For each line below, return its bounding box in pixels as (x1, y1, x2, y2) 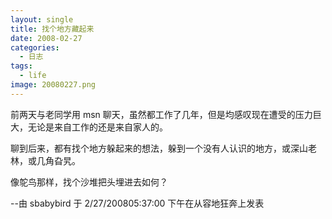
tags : (10, 61, 33, 71)
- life (19, 71, 47, 81)
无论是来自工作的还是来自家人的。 (27, 121, 168, 133)
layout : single (10, 14, 74, 25)
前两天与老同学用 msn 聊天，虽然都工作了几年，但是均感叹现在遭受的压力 (10, 108, 313, 120)
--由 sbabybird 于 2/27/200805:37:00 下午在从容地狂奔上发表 (10, 197, 265, 209)
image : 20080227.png (10, 80, 97, 90)
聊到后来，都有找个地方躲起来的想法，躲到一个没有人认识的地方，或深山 (10, 142, 308, 154)
